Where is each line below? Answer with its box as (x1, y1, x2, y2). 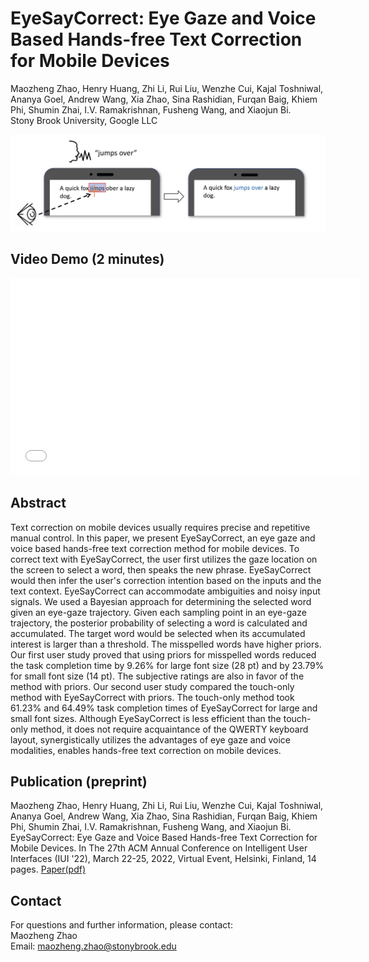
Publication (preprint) (10, 773, 148, 790)
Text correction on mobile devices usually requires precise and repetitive (10, 521, 311, 533)
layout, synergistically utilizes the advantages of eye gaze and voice (10, 733, 291, 746)
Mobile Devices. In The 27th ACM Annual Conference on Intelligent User (10, 842, 308, 854)
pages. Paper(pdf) (10, 863, 87, 876)
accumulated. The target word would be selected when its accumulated (10, 627, 306, 639)
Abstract (10, 495, 67, 512)
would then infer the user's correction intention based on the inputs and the (10, 574, 322, 586)
